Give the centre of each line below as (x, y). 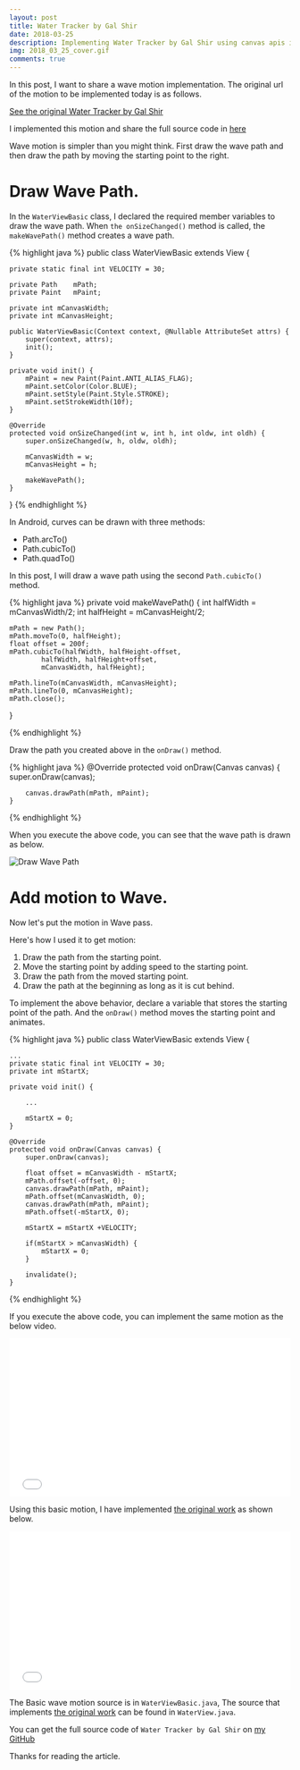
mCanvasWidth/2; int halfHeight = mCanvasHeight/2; (107, 611)
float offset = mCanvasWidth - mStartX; (101, 1173)
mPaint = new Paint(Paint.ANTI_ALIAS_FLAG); (109, 378)
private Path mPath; (54, 284)
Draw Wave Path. (74, 192)
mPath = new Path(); (48, 628)
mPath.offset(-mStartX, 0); (77, 1212)
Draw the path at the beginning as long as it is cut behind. (128, 985)
